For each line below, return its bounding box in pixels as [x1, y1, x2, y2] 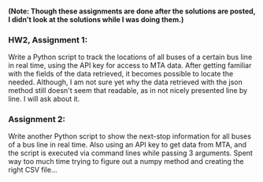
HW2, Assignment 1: [8, 34, 88, 45]
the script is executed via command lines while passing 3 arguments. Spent [8, 148, 254, 158]
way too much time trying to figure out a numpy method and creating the [8, 157, 244, 166]
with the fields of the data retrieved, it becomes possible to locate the [8, 69, 234, 78]
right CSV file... [8, 165, 57, 175]
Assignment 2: [8, 113, 65, 124]
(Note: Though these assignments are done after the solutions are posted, [8, 6, 256, 16]
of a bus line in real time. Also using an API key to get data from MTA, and [8, 140, 246, 150]
